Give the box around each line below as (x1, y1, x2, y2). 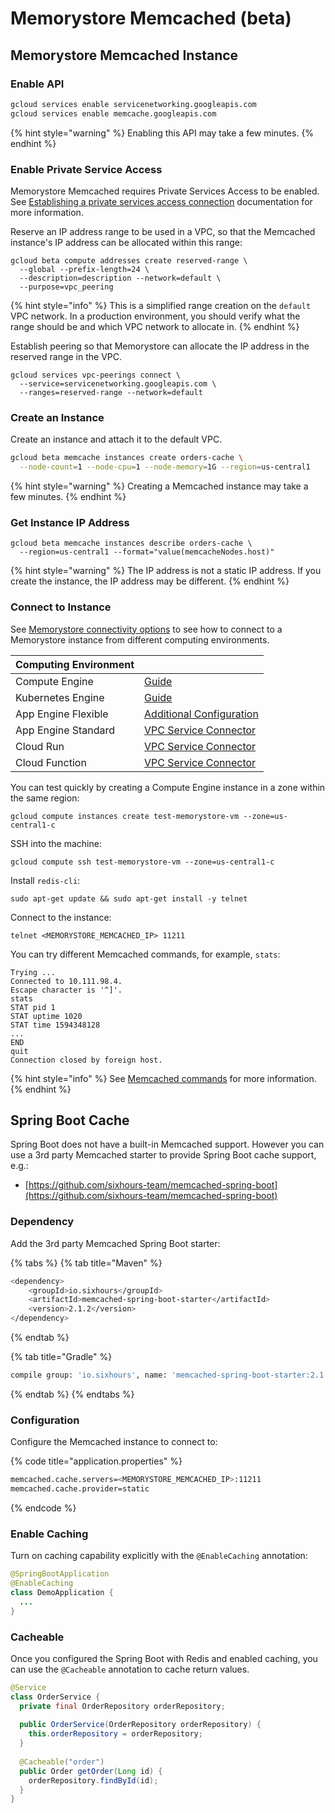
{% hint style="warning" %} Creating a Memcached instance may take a (10, 480, 309, 492)
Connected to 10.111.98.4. (10, 976, 123, 986)
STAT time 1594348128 (10, 1020, 101, 1030)
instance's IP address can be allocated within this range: (10, 236, 243, 248)
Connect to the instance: (10, 911, 112, 923)
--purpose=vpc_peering (19, 282, 114, 292)
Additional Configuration (144, 707, 259, 721)
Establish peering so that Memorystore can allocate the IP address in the (10, 340, 310, 352)
